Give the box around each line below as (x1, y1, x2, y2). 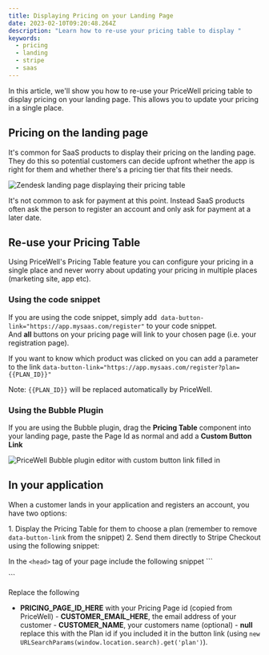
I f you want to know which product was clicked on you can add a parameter (8, 354, 259, 363)
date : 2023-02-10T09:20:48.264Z (8, 19, 116, 27)
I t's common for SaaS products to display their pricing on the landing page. (8, 148, 256, 157)
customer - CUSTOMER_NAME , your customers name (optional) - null (19, 620, 253, 629)
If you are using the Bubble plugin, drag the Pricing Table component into (8, 423, 251, 432)
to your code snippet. (146, 321, 218, 330)
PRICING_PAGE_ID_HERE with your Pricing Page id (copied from (19, 603, 233, 613)
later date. (8, 212, 42, 222)
